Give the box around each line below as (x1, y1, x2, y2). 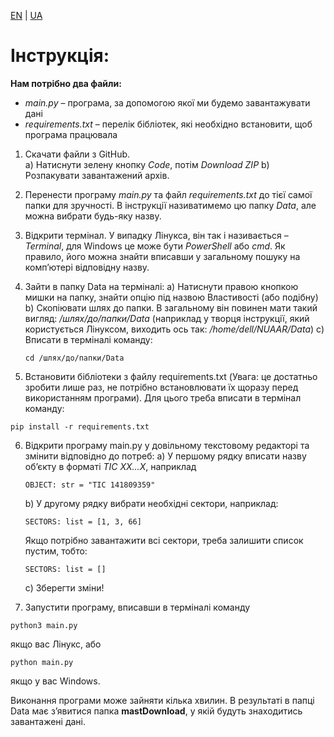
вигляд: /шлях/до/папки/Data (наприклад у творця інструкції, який (24, 312, 310, 324)
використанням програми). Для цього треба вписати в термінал (24, 391, 302, 404)
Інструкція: (10, 45, 110, 67)
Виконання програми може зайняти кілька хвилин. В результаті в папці (10, 694, 315, 706)
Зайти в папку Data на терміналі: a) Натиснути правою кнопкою (24, 280, 299, 292)
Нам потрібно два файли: (10, 77, 122, 89)
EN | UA (10, 10, 43, 21)
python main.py (10, 657, 74, 667)
